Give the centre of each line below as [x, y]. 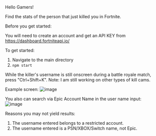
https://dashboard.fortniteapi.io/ [37, 41]
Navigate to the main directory [43, 60]
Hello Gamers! [20, 7]
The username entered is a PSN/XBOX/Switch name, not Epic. [75, 128]
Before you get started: [28, 26]
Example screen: [22, 89]
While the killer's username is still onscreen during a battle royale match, [78, 75]
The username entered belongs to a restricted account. [68, 123]
